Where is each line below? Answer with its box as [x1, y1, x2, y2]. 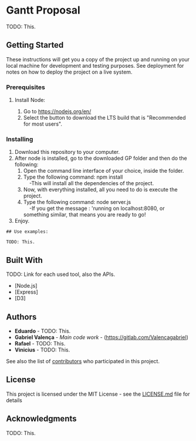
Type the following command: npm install [23, 173, 123, 180]
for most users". [23, 120, 63, 127]
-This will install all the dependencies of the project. [29, 180, 154, 187]
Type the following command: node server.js [23, 199, 131, 206]
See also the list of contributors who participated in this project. [6, 357, 160, 364]
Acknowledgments [6, 414, 77, 424]
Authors [6, 312, 37, 322]
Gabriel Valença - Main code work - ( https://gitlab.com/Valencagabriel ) [14, 334, 189, 341]
